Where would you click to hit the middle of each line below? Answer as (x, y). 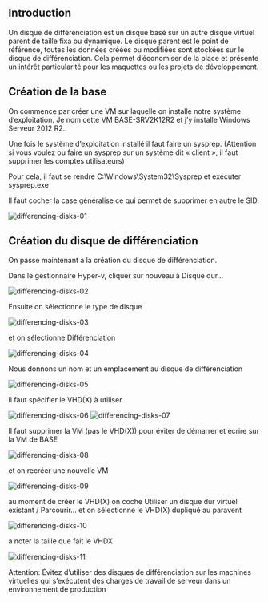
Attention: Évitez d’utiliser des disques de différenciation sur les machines (130, 572)
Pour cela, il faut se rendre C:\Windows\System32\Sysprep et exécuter (125, 176)
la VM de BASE (33, 439)
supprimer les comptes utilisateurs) (67, 160)
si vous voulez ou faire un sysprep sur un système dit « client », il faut (123, 152)
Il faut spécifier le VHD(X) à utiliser (65, 400)
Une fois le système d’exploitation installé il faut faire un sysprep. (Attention (132, 143)
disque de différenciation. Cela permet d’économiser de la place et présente (134, 58)
